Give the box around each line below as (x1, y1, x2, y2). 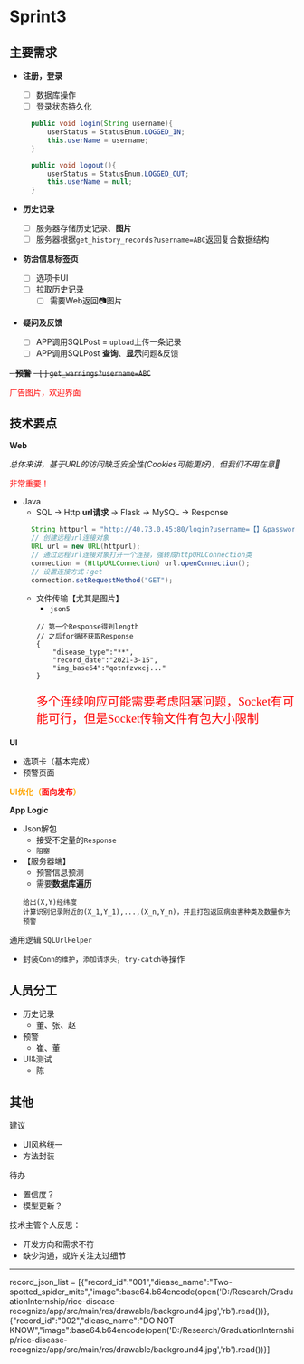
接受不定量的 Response (35, 835, 117, 846)
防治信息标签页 (22, 254, 79, 264)
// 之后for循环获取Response (35, 632, 134, 641)
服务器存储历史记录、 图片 (35, 223, 132, 234)
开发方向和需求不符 (22, 1239, 95, 1250)
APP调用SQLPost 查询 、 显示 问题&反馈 (35, 348, 179, 359)
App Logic (9, 804, 49, 816)
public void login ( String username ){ (31, 120, 174, 129)
